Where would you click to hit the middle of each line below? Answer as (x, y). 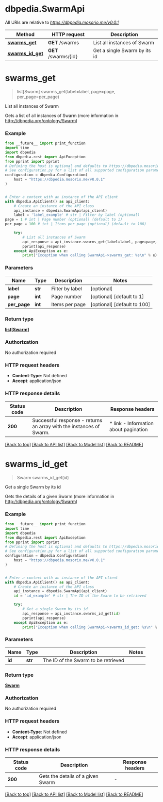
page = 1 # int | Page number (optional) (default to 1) (64, 219)
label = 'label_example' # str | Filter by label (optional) (77, 215)
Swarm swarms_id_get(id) (43, 477)
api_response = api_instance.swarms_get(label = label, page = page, (90, 242)
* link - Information (131, 423)
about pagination (128, 429)
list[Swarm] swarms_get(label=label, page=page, (66, 91)
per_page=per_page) (38, 97)
